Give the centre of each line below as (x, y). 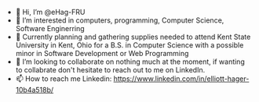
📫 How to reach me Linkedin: (64, 79)
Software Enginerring (50, 28)
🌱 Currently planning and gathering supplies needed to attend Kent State (133, 37)
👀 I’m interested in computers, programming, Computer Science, (120, 20)
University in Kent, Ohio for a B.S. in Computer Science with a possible (129, 45)
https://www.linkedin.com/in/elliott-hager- (181, 79)
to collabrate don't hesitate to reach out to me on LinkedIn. (110, 70)
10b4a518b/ (35, 90)
